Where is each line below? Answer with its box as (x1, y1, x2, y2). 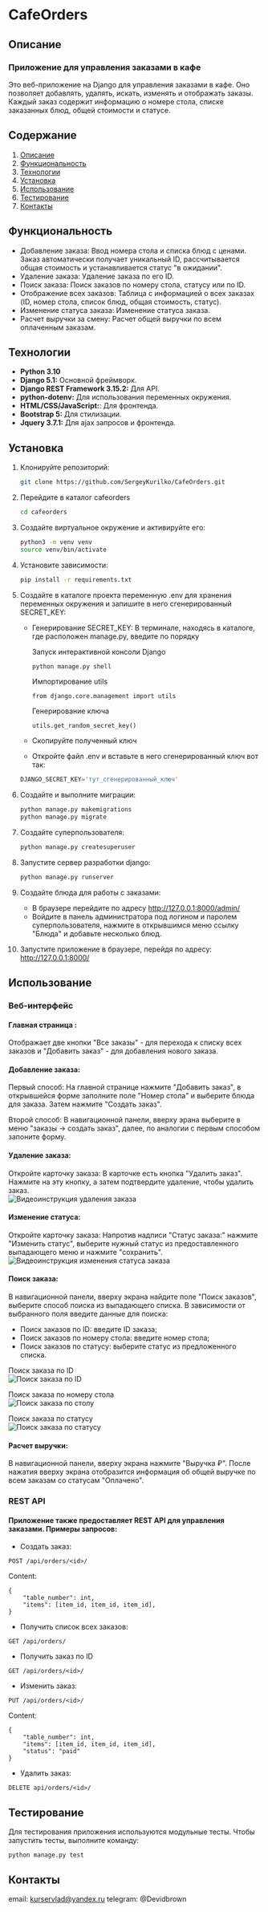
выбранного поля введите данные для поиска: (8, 1309, 169, 1319)
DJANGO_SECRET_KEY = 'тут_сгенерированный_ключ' (19, 776, 179, 784)
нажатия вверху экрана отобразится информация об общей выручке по (8, 1467, 256, 1477)
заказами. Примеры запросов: (8, 1524, 118, 1533)
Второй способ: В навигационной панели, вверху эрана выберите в (8, 1115, 241, 1125)
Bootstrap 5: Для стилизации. (19, 409, 122, 419)
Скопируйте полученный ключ (31, 736, 137, 745)
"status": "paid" (22, 1748, 81, 1756)
